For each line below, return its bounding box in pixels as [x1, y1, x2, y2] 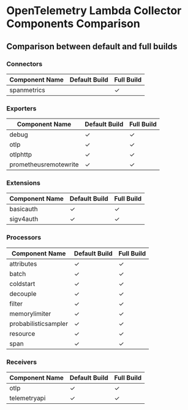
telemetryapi [9, 394, 46, 403]
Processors [6, 233, 42, 242]
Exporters [6, 104, 37, 112]
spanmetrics [9, 85, 46, 94]
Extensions [6, 179, 41, 187]
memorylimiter [9, 309, 51, 318]
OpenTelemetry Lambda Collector [6, 4, 182, 18]
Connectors [6, 60, 43, 68]
